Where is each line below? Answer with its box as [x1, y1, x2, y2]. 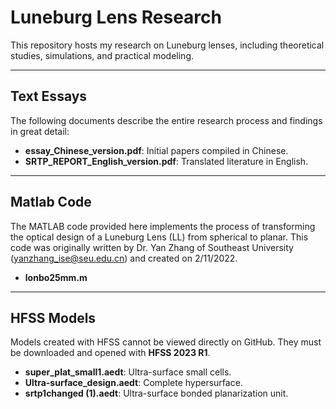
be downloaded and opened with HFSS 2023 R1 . [10, 347, 211, 359]
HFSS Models [10, 309, 97, 326]
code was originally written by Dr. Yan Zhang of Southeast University [10, 241, 294, 253]
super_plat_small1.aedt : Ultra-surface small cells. [24, 366, 232, 378]
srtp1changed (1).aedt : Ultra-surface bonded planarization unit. [24, 387, 289, 400]
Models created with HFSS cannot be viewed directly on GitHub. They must [10, 336, 322, 348]
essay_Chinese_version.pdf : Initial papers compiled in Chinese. [24, 144, 289, 156]
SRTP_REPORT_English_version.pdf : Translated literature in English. [24, 155, 309, 167]
